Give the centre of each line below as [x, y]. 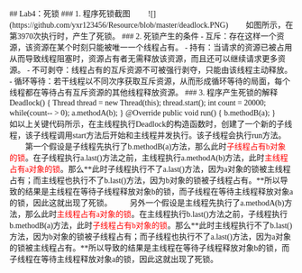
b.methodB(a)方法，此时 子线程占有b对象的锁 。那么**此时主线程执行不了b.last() [151, 226]
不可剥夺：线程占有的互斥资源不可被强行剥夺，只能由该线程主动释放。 [162, 70]
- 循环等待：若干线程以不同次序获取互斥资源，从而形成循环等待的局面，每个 [150, 82]
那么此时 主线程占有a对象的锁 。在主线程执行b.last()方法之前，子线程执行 [156, 214]
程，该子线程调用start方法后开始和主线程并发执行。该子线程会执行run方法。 [148, 136]
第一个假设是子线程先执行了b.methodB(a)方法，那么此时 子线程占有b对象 [156, 147]
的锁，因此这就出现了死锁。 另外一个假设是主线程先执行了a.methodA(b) [147, 203]
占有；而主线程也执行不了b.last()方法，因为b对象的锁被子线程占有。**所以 [145, 181]
